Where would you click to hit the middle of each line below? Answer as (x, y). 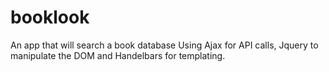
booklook (50, 17)
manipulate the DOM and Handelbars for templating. (118, 55)
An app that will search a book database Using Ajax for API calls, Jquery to (164, 45)
